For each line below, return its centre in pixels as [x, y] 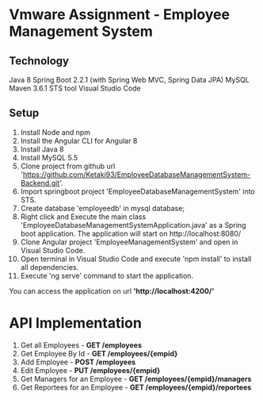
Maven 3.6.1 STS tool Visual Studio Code [75, 88]
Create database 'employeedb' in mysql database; [103, 208]
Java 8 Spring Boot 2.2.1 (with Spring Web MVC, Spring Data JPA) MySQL [130, 80]
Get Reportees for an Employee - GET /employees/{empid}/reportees [136, 387]
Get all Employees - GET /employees [81, 345]
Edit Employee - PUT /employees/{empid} [90, 370]
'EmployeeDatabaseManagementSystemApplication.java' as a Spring [133, 225]
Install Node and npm [55, 132]
